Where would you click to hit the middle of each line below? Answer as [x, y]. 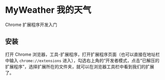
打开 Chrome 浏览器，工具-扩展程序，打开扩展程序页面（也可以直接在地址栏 [82, 54]
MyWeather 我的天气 [48, 10]
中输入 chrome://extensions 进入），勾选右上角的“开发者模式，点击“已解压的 [82, 60]
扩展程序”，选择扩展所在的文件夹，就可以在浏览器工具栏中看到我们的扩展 [80, 66]
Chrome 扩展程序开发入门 [31, 25]
